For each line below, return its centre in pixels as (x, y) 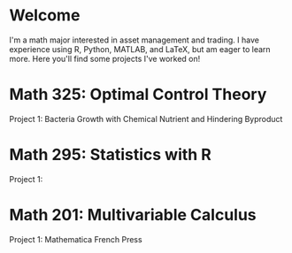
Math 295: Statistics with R (111, 155)
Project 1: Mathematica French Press (76, 239)
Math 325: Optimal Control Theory (138, 95)
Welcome (45, 15)
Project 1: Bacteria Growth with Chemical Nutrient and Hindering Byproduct (146, 119)
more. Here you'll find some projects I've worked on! (105, 58)
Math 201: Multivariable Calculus (133, 215)
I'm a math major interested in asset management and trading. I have (134, 40)
